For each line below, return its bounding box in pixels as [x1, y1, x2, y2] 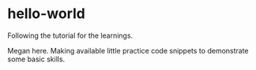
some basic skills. [7, 54, 66, 64]
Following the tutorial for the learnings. [7, 31, 134, 40]
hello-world [7, 5, 86, 23]
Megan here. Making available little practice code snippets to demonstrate [7, 46, 250, 55]
